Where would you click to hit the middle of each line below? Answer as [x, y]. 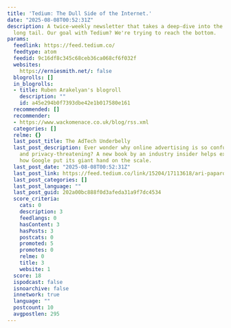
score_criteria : [36, 199]
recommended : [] [36, 109]
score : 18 [27, 276]
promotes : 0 [36, 250]
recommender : [32, 116]
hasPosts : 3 [36, 231]
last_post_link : [36, 173]
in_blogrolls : [33, 84]
